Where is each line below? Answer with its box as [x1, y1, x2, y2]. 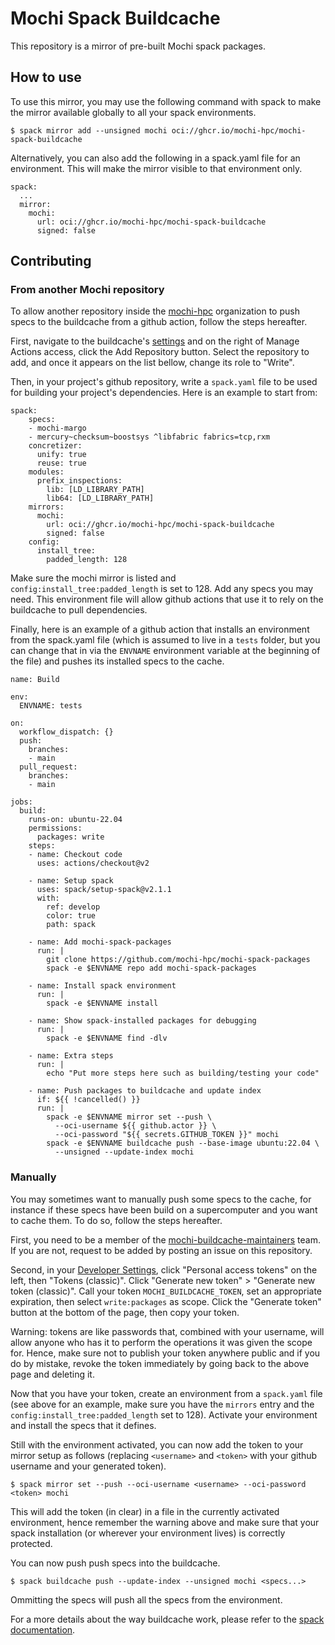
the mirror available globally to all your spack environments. [10, 106, 257, 118]
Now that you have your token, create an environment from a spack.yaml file [10, 1387, 323, 1399]
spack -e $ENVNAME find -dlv [46, 1033, 168, 1044]
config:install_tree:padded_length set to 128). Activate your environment [10, 1408, 318, 1421]
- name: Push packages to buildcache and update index [28, 1086, 262, 1096]
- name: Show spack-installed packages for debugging [28, 1016, 257, 1026]
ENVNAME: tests [19, 701, 83, 711]
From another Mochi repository [10, 283, 165, 297]
